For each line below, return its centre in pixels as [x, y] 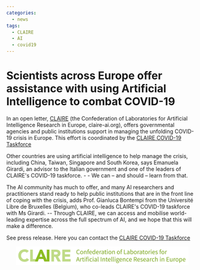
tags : [13, 26]
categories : [21, 13]
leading [16, 220]
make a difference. [30, 226]
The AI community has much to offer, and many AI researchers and [90, 187]
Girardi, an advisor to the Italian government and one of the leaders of [94, 169]
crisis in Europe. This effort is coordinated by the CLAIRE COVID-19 [97, 137]
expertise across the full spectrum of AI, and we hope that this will [109, 220]
